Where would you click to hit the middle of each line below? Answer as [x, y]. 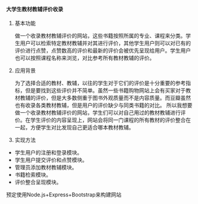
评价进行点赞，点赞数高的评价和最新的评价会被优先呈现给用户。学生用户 [103, 51]
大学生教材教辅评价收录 [35, 9]
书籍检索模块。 [33, 175]
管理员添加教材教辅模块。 [46, 167]
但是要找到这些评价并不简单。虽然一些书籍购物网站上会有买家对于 [106, 90]
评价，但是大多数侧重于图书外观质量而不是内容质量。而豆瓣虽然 [113, 98]
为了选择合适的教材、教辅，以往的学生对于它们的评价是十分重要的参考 [100, 83]
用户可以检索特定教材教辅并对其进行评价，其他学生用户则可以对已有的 [105, 43]
